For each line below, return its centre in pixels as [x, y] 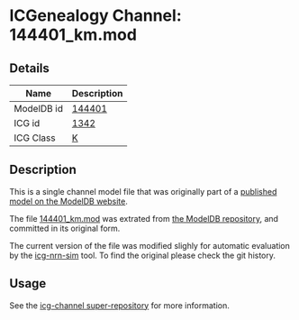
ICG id [27, 123]
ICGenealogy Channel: [95, 16]
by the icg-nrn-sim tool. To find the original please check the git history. [143, 255]
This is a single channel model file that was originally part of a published [143, 191]
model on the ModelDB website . [69, 201]
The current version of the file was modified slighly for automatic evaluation [150, 245]
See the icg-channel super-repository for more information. [119, 305]
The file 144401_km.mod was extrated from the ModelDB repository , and [144, 218]
